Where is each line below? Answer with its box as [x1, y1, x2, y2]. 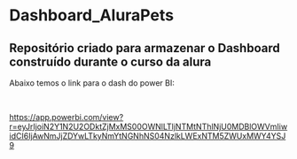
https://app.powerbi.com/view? [9, 112, 124, 122]
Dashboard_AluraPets [9, 5, 175, 26]
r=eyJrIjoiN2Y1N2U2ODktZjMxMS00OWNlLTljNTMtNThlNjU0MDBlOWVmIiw [9, 121, 288, 132]
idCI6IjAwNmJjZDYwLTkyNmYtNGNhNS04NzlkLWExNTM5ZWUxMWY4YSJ [9, 131, 286, 141]
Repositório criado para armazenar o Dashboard [9, 41, 281, 56]
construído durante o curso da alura [9, 54, 212, 69]
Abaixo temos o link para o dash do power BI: [9, 78, 176, 88]
